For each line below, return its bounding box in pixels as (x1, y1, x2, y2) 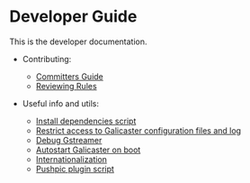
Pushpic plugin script (35, 163, 115, 174)
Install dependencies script (35, 115, 137, 126)
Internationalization (35, 153, 108, 164)
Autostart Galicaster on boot (35, 144, 141, 155)
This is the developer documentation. (9, 36, 147, 47)
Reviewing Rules (35, 80, 97, 91)
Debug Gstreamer (35, 134, 103, 145)
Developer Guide (9, 6, 138, 27)
